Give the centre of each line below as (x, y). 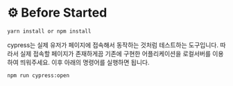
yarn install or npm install (49, 31)
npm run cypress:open (38, 75)
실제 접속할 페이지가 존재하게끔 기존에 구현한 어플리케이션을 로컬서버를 (115, 53)
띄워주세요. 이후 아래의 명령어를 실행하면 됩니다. (85, 62)
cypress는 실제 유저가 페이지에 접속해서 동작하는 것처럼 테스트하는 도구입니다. (113, 45)
